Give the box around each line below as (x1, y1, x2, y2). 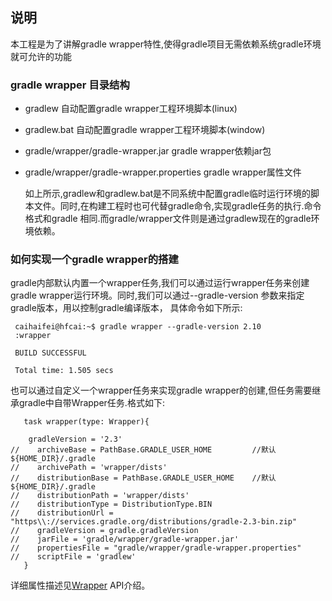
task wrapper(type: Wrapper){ (23, 417, 150, 427)
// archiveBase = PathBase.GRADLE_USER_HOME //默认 (10, 445, 277, 455)
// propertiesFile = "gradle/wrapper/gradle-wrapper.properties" (10, 543, 302, 553)
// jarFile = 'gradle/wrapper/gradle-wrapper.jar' (10, 534, 240, 545)
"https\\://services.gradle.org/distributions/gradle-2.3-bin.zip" (10, 517, 298, 527)
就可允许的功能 (10, 50, 72, 62)
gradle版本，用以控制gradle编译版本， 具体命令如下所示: (10, 302, 243, 314)
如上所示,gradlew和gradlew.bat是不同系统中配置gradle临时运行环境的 (24, 188, 311, 200)
